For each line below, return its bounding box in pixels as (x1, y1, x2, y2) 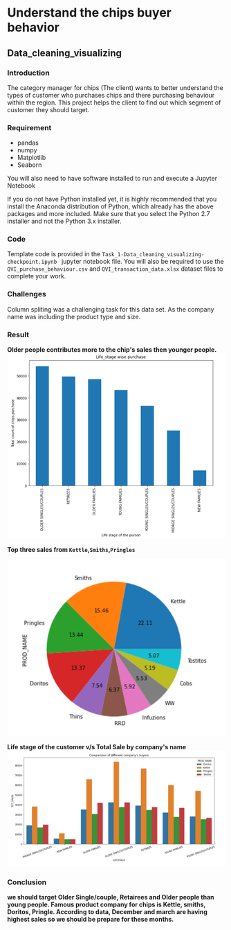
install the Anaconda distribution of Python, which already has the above (7, 202, 214, 211)
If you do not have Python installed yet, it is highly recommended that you (7, 195, 217, 204)
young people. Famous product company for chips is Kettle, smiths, (7, 900, 206, 909)
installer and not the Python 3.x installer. (7, 217, 122, 226)
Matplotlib (17, 154, 46, 162)
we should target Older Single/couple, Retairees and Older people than (7, 893, 214, 902)
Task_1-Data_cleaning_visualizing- (102, 251, 205, 258)
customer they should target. (7, 105, 90, 114)
